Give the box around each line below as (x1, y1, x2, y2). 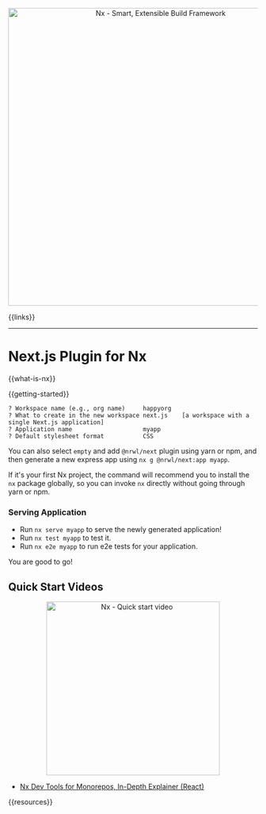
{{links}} (8, 312, 36, 322)
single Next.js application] (8, 418, 104, 426)
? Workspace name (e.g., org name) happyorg (8, 404, 172, 412)
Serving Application (8, 507, 87, 518)
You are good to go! (8, 557, 73, 567)
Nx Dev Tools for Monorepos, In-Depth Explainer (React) (19, 782, 204, 792)
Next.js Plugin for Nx (8, 348, 147, 365)
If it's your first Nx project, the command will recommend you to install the (8, 469, 250, 480)
